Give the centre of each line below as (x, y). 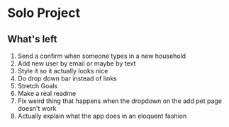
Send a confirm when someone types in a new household (102, 56)
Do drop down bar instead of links (67, 78)
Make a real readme (47, 93)
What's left (32, 39)
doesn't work (37, 108)
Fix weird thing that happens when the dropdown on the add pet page (119, 101)
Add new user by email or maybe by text (77, 64)
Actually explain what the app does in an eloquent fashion (102, 116)
